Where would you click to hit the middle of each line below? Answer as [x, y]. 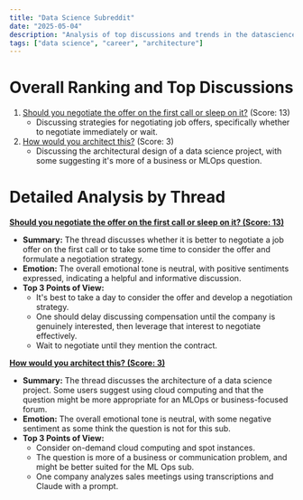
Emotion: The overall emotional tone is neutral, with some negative [147, 419]
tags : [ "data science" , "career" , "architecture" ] [106, 43]
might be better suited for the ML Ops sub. [115, 467]
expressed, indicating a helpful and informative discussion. [132, 278]
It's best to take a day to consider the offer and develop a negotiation [164, 297]
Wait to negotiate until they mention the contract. [127, 345]
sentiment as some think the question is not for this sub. [127, 429]
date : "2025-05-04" [46, 26]
